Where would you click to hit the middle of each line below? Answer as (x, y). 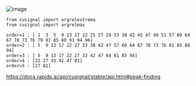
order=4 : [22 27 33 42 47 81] (44, 61)
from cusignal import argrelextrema (51, 20)
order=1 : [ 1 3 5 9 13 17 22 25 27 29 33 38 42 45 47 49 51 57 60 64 (98, 35)
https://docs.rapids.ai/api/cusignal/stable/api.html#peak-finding (83, 77)
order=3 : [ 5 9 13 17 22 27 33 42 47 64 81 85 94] (72, 56)
